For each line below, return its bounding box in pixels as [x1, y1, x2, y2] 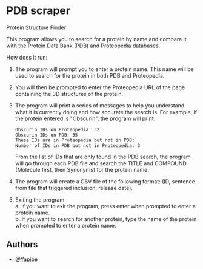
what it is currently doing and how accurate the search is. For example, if [15, 108, 198, 115]
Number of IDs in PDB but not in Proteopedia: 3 [15, 142, 141, 149]
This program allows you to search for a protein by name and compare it [6, 35, 187, 43]
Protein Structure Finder [6, 24, 67, 31]
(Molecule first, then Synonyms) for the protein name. [15, 166, 150, 173]
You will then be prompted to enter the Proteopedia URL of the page [15, 83, 185, 91]
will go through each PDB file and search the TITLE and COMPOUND [15, 159, 187, 167]
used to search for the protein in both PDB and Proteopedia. [15, 72, 165, 79]
